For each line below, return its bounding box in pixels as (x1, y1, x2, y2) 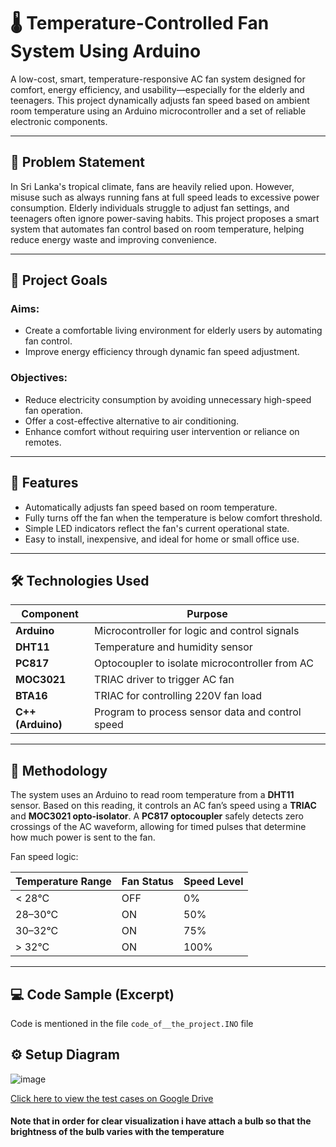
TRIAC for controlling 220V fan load (94, 689, 263, 703)
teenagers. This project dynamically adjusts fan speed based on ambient (10, 94, 310, 106)
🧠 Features (10, 475, 79, 492)
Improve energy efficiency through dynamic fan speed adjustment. (24, 346, 300, 358)
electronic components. (10, 115, 108, 127)
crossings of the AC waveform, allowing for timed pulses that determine (10, 821, 307, 833)
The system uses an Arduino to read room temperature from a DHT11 (10, 789, 295, 801)
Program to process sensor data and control (94, 705, 302, 719)
